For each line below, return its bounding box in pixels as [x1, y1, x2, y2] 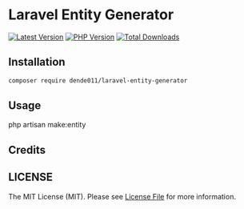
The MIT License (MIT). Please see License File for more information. [8, 191, 236, 201]
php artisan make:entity [8, 120, 86, 130]
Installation [8, 55, 66, 69]
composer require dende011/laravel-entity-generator [8, 76, 188, 85]
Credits [8, 143, 46, 157]
